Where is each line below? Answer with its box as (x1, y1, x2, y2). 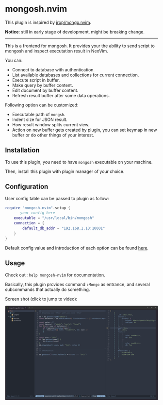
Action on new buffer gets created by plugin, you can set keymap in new (12, 127, 157, 133)
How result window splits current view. (12, 121, 90, 127)
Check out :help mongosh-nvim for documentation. (5, 272, 105, 278)
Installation (5, 146, 40, 154)
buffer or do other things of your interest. (12, 132, 95, 138)
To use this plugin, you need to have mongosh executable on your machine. (5, 159, 153, 165)
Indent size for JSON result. (12, 117, 68, 122)
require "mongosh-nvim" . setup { (5, 205, 70, 210)
